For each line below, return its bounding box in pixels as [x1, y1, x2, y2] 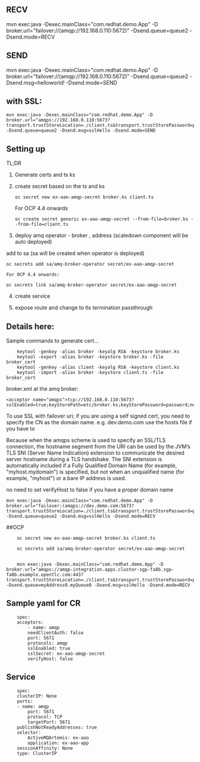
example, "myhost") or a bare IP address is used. [6, 475, 127, 482]
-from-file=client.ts [14, 222, 68, 228]
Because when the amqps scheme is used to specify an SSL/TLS [6, 437, 166, 444]
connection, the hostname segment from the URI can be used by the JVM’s [6, 443, 190, 450]
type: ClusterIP [17, 750, 58, 756]
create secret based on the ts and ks [14, 183, 105, 190]
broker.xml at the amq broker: [6, 385, 79, 393]
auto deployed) [14, 238, 52, 245]
